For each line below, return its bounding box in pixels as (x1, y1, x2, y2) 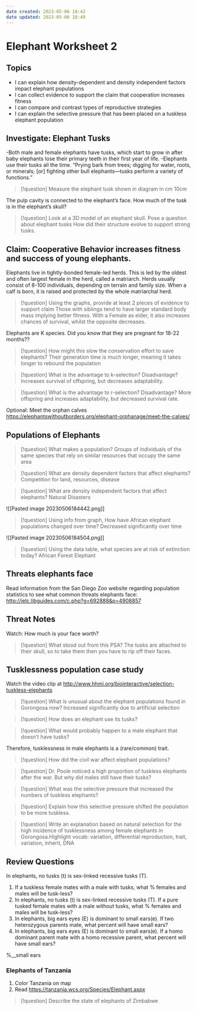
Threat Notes (6, 614, 56, 624)
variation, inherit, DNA (20, 840, 75, 847)
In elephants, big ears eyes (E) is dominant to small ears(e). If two (14, 915, 174, 922)
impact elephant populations (14, 85, 84, 92)
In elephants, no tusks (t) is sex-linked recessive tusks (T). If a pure (14, 896, 179, 903)
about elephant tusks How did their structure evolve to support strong (20, 221, 191, 228)
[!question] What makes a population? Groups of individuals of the (20, 445, 182, 452)
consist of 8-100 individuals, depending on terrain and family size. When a (6, 281, 187, 289)
